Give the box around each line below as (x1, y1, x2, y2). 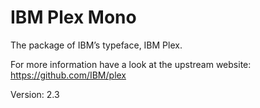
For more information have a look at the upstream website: (10, 58, 252, 70)
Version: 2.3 (10, 88, 60, 100)
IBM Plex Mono (10, 6, 137, 29)
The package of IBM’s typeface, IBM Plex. (10, 39, 183, 51)
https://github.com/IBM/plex (10, 69, 127, 81)
